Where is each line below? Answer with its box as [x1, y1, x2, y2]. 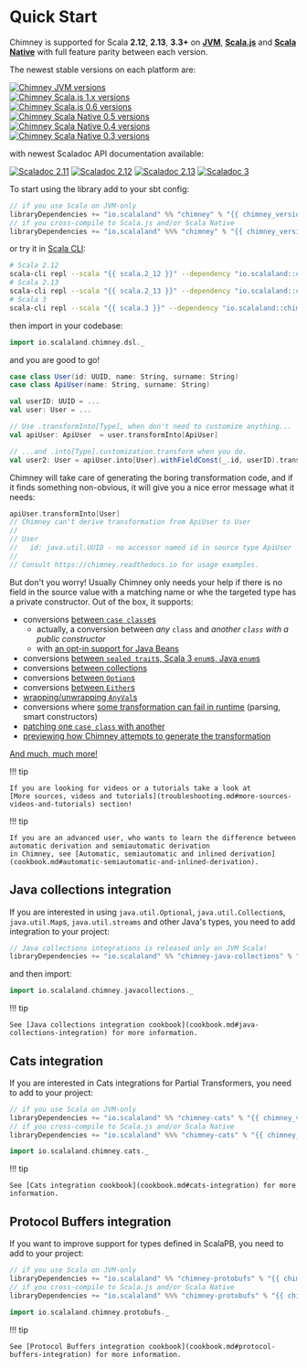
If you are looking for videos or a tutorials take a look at [9, 784, 251, 793]
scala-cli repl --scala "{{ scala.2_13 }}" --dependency [9, 286, 231, 296]
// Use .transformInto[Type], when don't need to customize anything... [9, 422, 292, 432]
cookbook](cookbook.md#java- [148, 1021, 259, 1030]
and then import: [9, 968, 72, 979]
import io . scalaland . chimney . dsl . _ [9, 337, 145, 347]
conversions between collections [22, 662, 148, 673]
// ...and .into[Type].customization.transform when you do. [9, 446, 248, 456]
